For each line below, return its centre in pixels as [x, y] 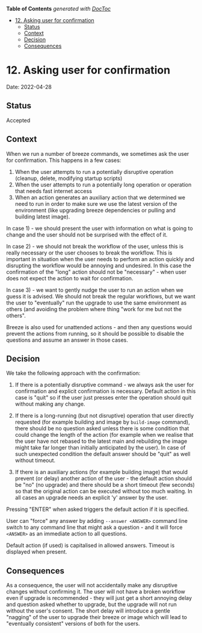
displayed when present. [37, 552]
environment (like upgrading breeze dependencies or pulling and [95, 210]
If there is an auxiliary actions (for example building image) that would [101, 472]
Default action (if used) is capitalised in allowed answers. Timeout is [90, 545]
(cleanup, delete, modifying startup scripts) [69, 178]
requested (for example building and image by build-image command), [103, 422]
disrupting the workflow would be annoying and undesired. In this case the [99, 265]
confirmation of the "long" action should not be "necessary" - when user [96, 272]
